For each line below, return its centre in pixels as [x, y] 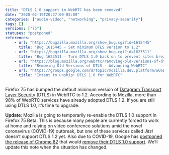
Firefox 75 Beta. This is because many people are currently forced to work [82, 120]
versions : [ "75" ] [23, 29]
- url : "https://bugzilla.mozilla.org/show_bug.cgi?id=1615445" [83, 43]
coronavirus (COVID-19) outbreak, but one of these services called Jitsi [79, 131]
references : [18, 38]
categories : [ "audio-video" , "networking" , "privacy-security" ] [74, 19]
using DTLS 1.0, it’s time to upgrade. [42, 105]
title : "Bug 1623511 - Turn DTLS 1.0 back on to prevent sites [86, 56]
